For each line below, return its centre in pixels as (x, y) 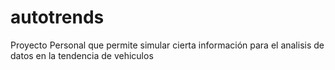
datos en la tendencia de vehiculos (82, 55)
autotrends (57, 17)
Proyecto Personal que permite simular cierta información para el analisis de (167, 45)
